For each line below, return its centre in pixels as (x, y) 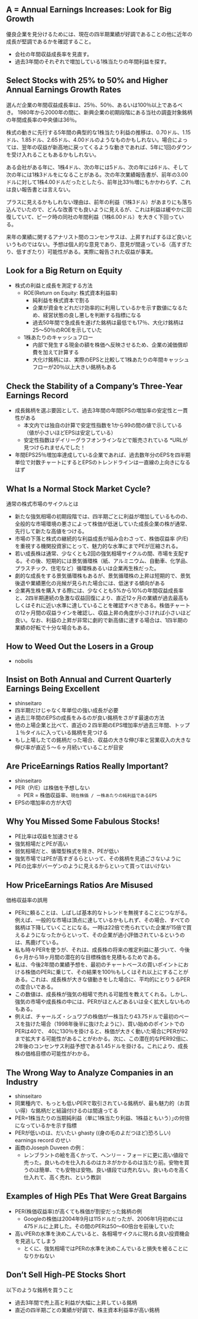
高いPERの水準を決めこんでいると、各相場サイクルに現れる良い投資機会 (102, 1234)
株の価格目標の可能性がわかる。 (53, 1054)
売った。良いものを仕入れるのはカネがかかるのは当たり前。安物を (104, 1162)
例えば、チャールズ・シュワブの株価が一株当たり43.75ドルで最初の (97, 1017)
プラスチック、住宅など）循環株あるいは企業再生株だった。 (87, 568)
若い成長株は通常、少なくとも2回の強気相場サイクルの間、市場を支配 (99, 553)
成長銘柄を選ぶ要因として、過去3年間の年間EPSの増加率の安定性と (96, 410)
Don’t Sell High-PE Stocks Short (66, 1275)
